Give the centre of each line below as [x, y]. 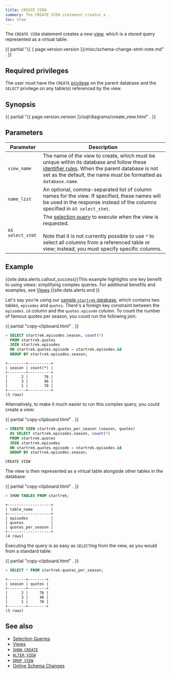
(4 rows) [15, 536]
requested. [56, 223]
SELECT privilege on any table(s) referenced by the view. [64, 88]
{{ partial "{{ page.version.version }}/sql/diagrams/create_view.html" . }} [81, 117]
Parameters [24, 133]
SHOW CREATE [25, 650]
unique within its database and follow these [95, 162]
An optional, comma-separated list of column [97, 189]
